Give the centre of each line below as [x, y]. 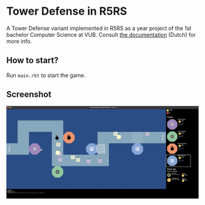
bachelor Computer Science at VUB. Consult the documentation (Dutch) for [101, 34]
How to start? [33, 60]
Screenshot [29, 95]
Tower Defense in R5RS [67, 11]
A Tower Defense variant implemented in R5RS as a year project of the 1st [99, 28]
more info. [19, 41]
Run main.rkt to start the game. [46, 75]
